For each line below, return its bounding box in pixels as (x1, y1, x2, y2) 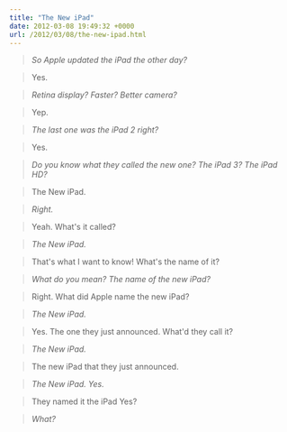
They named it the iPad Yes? (31, 396, 138, 407)
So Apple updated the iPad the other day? (31, 55, 188, 66)
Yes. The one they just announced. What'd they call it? (31, 326, 234, 337)
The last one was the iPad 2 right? (31, 124, 159, 135)
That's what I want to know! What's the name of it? (31, 256, 220, 267)
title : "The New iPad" (9, 13, 94, 23)
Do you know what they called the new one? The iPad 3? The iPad (31, 160, 278, 170)
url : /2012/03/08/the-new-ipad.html (9, 30, 147, 39)
